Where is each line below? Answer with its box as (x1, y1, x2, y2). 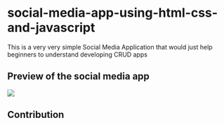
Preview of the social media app (7, 71, 150, 82)
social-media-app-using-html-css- (7, 5, 218, 21)
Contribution (7, 109, 65, 121)
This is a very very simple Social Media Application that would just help (7, 43, 213, 51)
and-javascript (7, 20, 95, 36)
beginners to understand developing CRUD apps (7, 50, 147, 59)
